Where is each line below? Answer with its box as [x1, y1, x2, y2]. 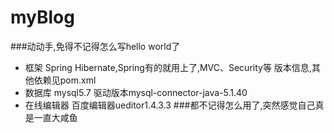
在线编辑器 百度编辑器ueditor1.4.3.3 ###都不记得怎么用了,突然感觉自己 [24, 99, 316, 111]
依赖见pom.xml [33, 74, 97, 86]
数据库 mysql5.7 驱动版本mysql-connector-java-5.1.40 [24, 86, 248, 98]
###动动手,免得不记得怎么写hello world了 [10, 40, 181, 52]
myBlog [10, 6, 75, 29]
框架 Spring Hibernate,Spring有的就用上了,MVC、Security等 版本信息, [24, 61, 312, 73]
